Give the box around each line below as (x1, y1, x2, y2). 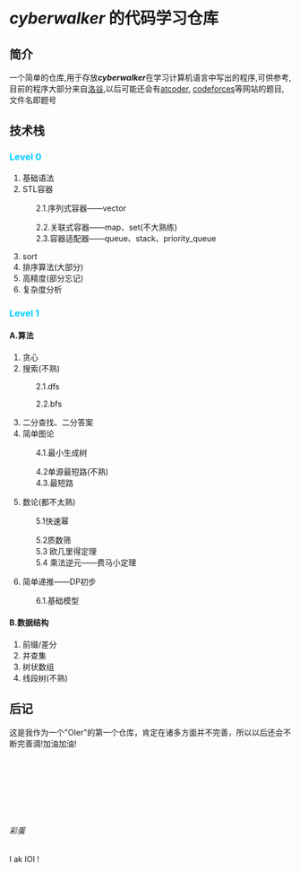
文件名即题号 (9, 95, 56, 105)
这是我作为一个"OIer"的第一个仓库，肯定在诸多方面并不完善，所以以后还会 (9, 727, 284, 737)
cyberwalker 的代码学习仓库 (9, 8, 219, 29)
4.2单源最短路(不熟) (35, 466, 109, 476)
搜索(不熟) (21, 362, 61, 373)
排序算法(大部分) (21, 261, 84, 272)
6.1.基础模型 (35, 595, 80, 606)
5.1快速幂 (35, 515, 70, 526)
